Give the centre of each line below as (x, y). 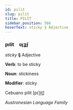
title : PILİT (18, 18)
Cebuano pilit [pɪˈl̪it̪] (25, 93)
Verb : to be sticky (23, 64)
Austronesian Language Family (36, 103)
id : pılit (15, 9)
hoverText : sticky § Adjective (37, 28)
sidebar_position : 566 (28, 23)
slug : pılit (17, 14)
